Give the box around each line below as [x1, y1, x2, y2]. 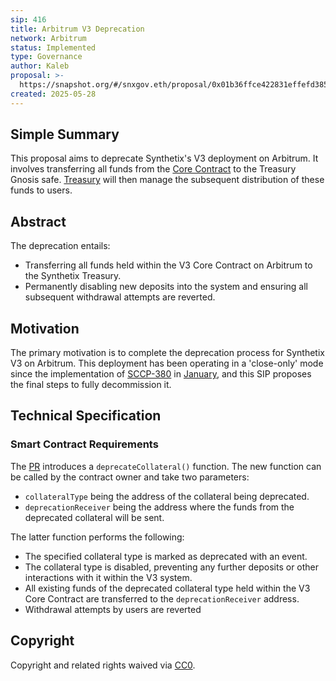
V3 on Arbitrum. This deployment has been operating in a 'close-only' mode [10, 357, 324, 370]
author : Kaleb [10, 61, 70, 71]
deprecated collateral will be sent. [24, 511, 165, 523]
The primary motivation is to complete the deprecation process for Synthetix [10, 347, 325, 359]
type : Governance [10, 52, 83, 62]
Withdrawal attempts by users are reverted [24, 603, 202, 615]
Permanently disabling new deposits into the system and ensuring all [24, 281, 309, 293]
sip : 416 [10, 14, 47, 25]
